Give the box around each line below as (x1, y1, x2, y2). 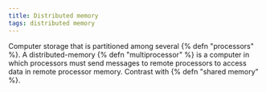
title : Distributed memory (8, 11, 99, 20)
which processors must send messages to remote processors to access (8, 58, 247, 68)
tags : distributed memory (8, 19, 95, 27)
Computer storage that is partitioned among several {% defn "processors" (8, 41, 255, 50)
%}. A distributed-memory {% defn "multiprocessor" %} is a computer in (8, 50, 250, 59)
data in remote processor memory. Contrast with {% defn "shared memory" (8, 66, 259, 76)
